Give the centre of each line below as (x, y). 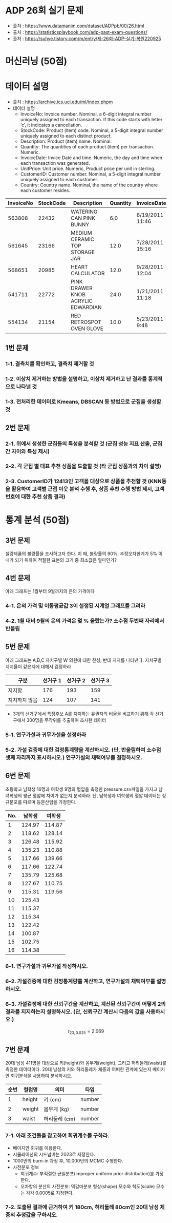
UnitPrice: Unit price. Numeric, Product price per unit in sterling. (88, 169)
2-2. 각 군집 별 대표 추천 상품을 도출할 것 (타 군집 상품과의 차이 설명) (83, 466)
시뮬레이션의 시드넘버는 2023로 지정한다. (54, 1154)
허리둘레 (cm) (59, 1119)
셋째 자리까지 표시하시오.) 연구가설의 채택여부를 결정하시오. (74, 757)
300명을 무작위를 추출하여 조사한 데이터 (66, 720)
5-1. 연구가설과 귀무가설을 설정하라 (46, 735)
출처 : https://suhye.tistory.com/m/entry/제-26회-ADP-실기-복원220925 (87, 39)
